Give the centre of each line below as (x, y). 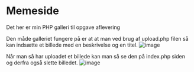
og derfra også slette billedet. (42, 63)
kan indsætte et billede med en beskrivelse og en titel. (72, 45)
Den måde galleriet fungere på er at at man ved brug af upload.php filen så (97, 38)
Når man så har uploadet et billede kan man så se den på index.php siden (96, 56)
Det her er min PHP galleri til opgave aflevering (63, 27)
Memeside (33, 11)
